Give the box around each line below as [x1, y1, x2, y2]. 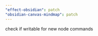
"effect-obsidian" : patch [5, 7, 60, 12]
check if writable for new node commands [5, 25, 93, 31]
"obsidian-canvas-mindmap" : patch [5, 12, 78, 17]
